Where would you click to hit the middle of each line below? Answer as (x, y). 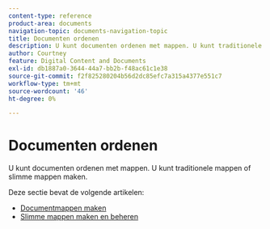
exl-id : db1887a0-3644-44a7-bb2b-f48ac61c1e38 (88, 69)
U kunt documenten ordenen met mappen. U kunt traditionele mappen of (130, 168)
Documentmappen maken (63, 208)
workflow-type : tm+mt (45, 83)
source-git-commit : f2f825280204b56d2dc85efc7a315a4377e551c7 (115, 76)
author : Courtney (38, 53)
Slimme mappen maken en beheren (79, 217)
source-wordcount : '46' (49, 91)
